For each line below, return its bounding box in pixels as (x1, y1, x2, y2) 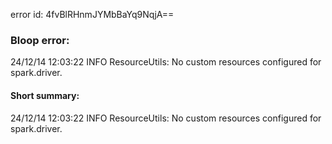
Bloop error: (10, 33, 70, 47)
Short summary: (10, 89, 80, 101)
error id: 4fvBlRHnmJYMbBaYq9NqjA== (10, 9, 175, 20)
